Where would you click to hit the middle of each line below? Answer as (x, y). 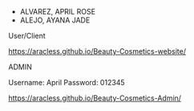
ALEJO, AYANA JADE (55, 20)
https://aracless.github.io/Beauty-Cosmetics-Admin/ (95, 98)
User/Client (27, 36)
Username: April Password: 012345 (67, 82)
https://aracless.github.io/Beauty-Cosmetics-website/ (97, 51)
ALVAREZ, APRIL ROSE (58, 12)
